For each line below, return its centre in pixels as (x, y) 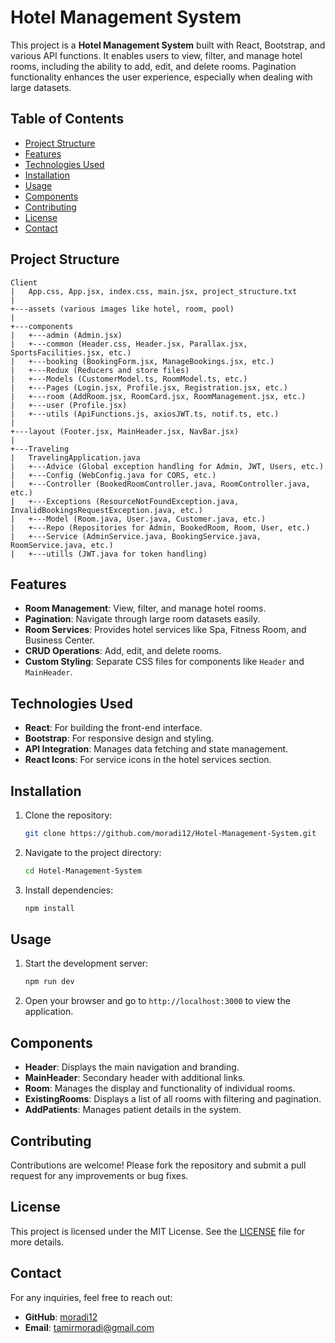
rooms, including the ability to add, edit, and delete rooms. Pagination (153, 66)
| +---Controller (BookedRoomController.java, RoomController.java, (160, 484)
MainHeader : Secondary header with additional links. (135, 1078)
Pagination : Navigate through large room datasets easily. (142, 619)
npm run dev (49, 982)
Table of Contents (67, 119)
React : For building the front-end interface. (113, 728)
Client (24, 282)
